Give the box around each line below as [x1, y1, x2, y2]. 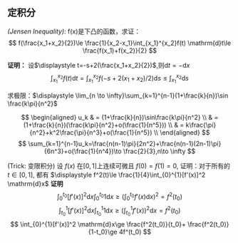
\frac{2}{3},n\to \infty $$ [123, 147, 196, 155]
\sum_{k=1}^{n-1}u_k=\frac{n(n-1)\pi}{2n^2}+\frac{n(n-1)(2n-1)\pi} [28, 139, 222, 148]
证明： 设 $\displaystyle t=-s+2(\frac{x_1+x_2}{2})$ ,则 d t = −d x [7, 61, 190, 69]
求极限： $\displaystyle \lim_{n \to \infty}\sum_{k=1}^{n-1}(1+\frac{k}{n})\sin [7, 91, 229, 100]
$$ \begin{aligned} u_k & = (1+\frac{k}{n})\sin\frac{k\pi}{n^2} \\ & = [21, 113, 219, 121]
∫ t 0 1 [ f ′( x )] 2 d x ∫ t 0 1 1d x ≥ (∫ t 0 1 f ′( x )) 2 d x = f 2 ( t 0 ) [58, 205, 181, 217]
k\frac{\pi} [185, 120, 217, 129]
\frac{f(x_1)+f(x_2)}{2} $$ [82, 46, 157, 55]
